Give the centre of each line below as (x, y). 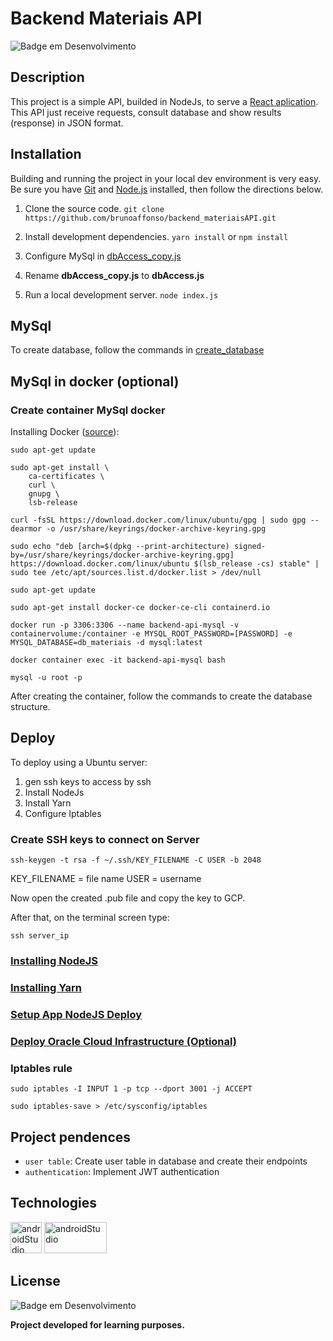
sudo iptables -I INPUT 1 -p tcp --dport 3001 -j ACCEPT (131, 1089)
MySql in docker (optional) (95, 381)
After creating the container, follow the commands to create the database (161, 696)
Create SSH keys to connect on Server (105, 839)
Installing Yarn (46, 988)
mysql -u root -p (46, 678)
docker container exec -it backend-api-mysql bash (118, 660)
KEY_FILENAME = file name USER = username (106, 879)
